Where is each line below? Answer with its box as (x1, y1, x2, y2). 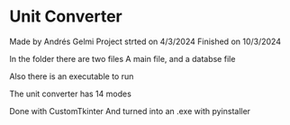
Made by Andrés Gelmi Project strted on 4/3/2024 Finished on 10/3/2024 (9, 36, 282, 47)
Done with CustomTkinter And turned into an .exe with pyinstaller (9, 105, 250, 116)
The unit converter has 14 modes (9, 88, 132, 99)
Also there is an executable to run (9, 70, 134, 82)
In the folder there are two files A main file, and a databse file (9, 53, 236, 64)
